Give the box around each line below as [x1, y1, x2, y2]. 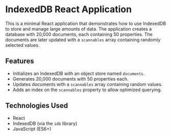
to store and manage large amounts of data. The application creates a [5, 25, 152, 32]
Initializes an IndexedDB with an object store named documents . [12, 70, 145, 76]
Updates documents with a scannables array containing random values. [12, 81, 163, 87]
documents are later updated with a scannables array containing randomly [5, 37, 161, 43]
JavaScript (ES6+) [12, 126, 52, 132]
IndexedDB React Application [5, 4, 132, 15]
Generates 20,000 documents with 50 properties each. [12, 75, 129, 82]
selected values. [5, 42, 40, 48]
